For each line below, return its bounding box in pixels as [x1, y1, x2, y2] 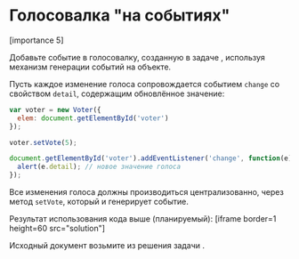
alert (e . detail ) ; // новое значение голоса [17, 162, 181, 172]
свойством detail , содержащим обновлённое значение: [9, 88, 225, 99]
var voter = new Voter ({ [9, 105, 101, 114]
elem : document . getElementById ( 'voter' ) [17, 113, 169, 123]
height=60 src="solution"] [9, 223, 105, 234]
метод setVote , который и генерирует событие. [9, 197, 189, 207]
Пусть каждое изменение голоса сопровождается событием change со [9, 78, 280, 89]
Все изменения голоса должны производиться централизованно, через [9, 187, 285, 198]
